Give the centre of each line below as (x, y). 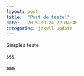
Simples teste (23, 45)
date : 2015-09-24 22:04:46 (42, 23)
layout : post (22, 12)
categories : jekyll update (39, 28)
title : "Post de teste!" (38, 17)
